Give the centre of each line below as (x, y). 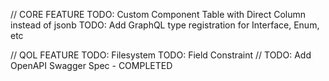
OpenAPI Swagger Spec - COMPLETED (91, 65)
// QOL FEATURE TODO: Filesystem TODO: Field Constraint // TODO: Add (161, 55)
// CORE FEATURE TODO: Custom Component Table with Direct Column (158, 14)
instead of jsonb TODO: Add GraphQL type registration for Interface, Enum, (165, 25)
